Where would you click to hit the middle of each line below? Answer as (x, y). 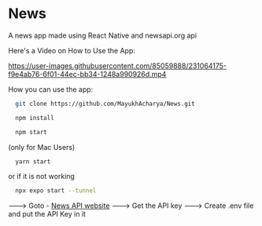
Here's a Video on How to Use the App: (72, 50)
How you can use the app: (51, 89)
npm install (35, 118)
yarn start (33, 162)
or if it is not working (41, 177)
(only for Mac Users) (42, 147)
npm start (31, 132)
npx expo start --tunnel (56, 191)
